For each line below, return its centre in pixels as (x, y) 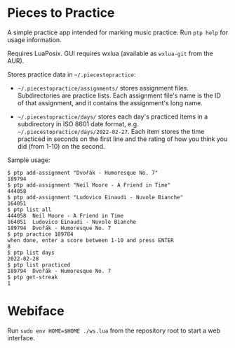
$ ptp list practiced (39, 265)
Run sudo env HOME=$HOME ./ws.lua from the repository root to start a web (114, 330)
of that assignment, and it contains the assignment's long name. (110, 102)
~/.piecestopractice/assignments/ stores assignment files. (103, 88)
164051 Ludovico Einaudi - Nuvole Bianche (72, 222)
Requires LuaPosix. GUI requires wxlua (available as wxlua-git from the (110, 53)
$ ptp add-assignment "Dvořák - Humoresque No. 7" (83, 173)
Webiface (36, 311)
